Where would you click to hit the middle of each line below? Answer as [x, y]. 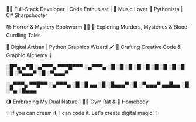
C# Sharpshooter [27, 15]
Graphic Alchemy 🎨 [29, 55]
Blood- [182, 27]
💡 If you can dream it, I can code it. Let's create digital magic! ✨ [83, 113]
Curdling [16, 35]
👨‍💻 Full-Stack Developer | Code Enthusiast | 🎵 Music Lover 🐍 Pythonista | [94, 9]
